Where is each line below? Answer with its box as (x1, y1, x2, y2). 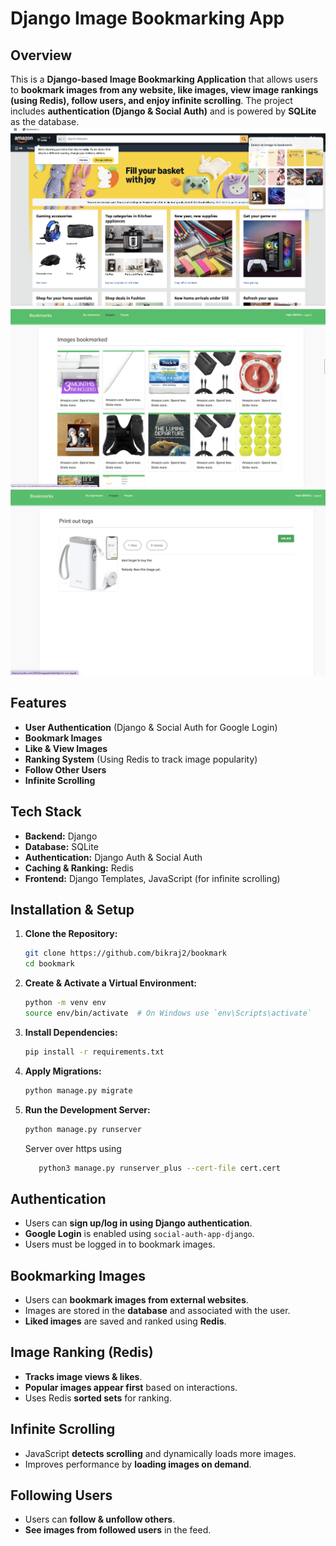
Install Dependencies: (24, 1026, 118, 1038)
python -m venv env (24, 998, 107, 1008)
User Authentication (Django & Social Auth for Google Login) (24, 721, 278, 733)
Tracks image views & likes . (24, 1370, 143, 1382)
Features (10, 695, 67, 712)
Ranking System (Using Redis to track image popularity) (24, 753, 258, 765)
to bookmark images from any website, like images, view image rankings (10, 84, 319, 96)
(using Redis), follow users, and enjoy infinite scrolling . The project (10, 95, 293, 106)
